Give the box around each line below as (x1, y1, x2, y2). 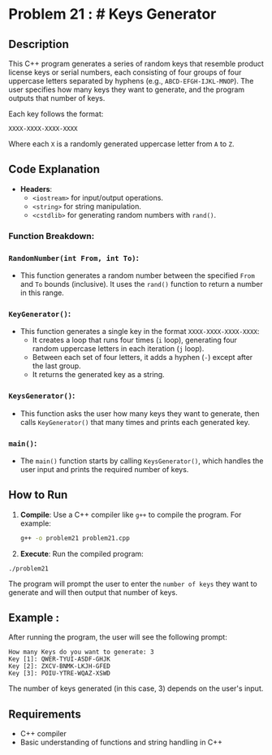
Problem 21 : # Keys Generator (8, 5, 217, 24)
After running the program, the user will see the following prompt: (8, 632, 227, 642)
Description (8, 37, 69, 51)
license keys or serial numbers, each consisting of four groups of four (8, 67, 242, 77)
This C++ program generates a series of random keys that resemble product (8, 59, 264, 68)
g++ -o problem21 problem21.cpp (19, 534, 130, 542)
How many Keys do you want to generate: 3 (8, 648, 154, 657)
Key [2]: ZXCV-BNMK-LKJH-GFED (8, 662, 111, 670)
